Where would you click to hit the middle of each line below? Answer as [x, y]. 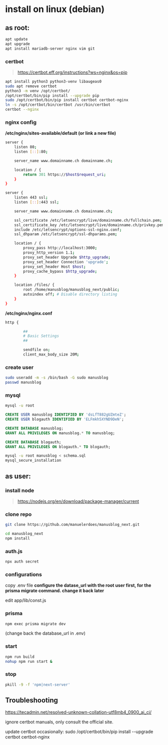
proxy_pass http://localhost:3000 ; [60, 248]
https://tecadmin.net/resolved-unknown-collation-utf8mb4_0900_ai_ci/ [78, 712]
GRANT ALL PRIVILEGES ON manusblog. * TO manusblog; [60, 433]
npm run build [20, 657]
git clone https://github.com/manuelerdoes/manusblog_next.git [72, 525]
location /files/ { [34, 285]
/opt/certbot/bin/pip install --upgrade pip [52, 96]
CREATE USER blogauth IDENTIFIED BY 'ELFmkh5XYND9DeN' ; [64, 420]
